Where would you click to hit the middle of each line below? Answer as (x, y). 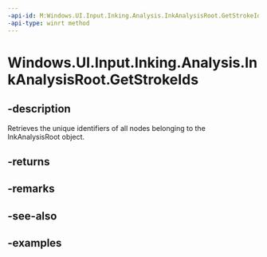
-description (39, 109)
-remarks (31, 189)
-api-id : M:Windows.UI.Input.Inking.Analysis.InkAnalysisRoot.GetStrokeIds (136, 16)
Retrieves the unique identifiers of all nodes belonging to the (107, 128)
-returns (29, 162)
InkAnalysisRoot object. (46, 136)
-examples (35, 243)
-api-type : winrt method (49, 23)
